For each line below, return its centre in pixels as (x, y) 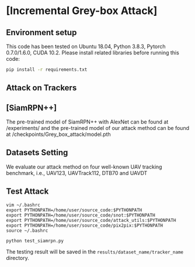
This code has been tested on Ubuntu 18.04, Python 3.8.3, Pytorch (86, 46)
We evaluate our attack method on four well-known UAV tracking (84, 167)
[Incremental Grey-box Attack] (82, 11)
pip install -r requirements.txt (47, 70)
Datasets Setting (37, 153)
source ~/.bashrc (27, 230)
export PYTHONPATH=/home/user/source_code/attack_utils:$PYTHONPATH (91, 220)
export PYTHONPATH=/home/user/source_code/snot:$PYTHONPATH (81, 215)
